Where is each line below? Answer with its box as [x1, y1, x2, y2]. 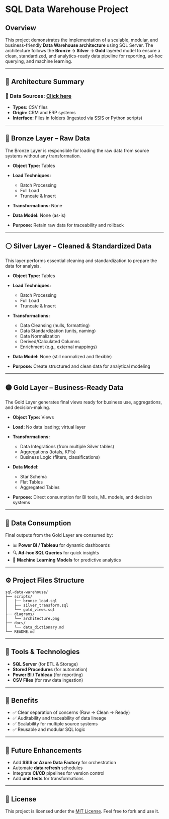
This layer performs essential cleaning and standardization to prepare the [5, 258, 157, 264]
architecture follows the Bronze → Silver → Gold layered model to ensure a [5, 48, 160, 53]
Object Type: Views [12, 414, 54, 421]
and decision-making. [5, 404, 50, 411]
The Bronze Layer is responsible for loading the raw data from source [5, 147, 149, 153]
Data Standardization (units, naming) [20, 328, 96, 334]
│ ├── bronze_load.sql [5, 598, 57, 603]
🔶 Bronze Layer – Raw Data [5, 134, 91, 143]
